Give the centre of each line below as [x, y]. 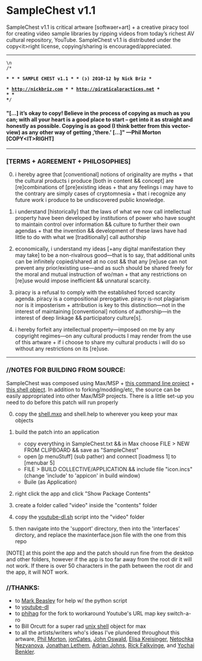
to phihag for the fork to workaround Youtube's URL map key [90, 614]
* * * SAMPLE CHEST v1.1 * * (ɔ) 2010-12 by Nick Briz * [79, 79]
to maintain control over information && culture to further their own [97, 224]
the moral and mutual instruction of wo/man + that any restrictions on [101, 275]
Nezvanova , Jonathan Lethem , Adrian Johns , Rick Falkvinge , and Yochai [105, 645]
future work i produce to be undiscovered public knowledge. [90, 200]
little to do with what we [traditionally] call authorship [81, 237]
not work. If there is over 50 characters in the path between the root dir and [100, 565]
